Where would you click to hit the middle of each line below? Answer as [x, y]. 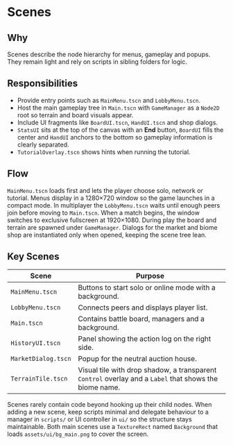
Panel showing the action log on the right [145, 339]
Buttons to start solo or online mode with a [147, 287]
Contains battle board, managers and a [141, 319]
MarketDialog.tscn [41, 359]
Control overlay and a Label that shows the [148, 379]
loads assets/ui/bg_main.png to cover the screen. [78, 434]
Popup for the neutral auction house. [138, 359]
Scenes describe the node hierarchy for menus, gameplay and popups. [109, 54]
